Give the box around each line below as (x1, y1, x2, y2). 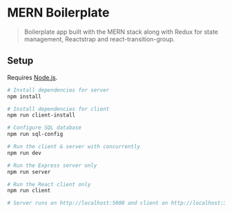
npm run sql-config (7, 131, 64, 138)
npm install (7, 93, 41, 100)
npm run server (7, 168, 51, 175)
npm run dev (7, 150, 41, 156)
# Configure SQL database (7, 124, 81, 132)
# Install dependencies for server (7, 86, 110, 94)
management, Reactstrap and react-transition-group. (23, 34, 175, 43)
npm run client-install (7, 112, 76, 119)
